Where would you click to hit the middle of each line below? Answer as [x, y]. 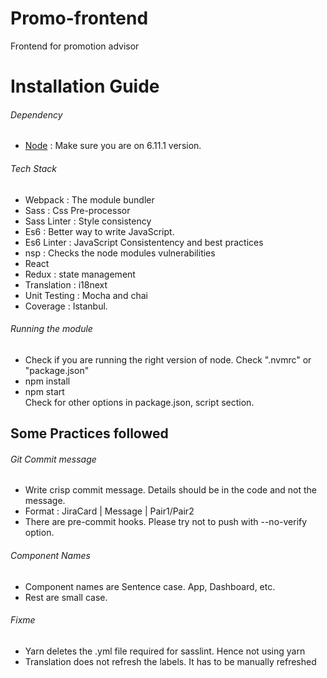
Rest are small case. [66, 597]
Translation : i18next [66, 284]
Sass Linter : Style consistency [88, 221]
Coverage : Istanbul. [66, 306]
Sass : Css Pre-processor [77, 210]
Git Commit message [53, 459]
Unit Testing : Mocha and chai [86, 295]
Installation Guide [85, 86]
